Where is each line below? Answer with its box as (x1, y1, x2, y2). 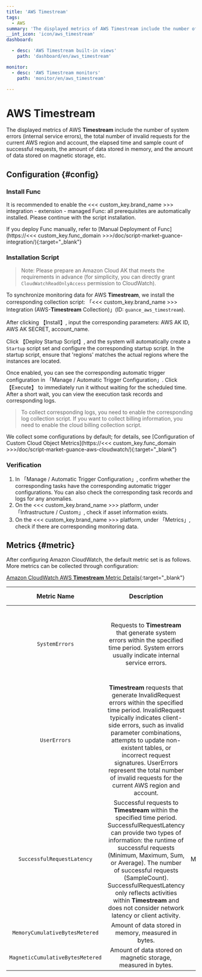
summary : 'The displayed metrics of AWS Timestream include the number (6, 25, 189, 32)
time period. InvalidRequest (107, 706, 185, 715)
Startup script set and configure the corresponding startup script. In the (6, 345, 185, 352)
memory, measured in (115, 929, 177, 937)
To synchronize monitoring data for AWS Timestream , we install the (6, 291, 174, 298)
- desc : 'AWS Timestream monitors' (11, 70, 101, 76)
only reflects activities (115, 889, 177, 897)
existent (121, 744, 144, 752)
